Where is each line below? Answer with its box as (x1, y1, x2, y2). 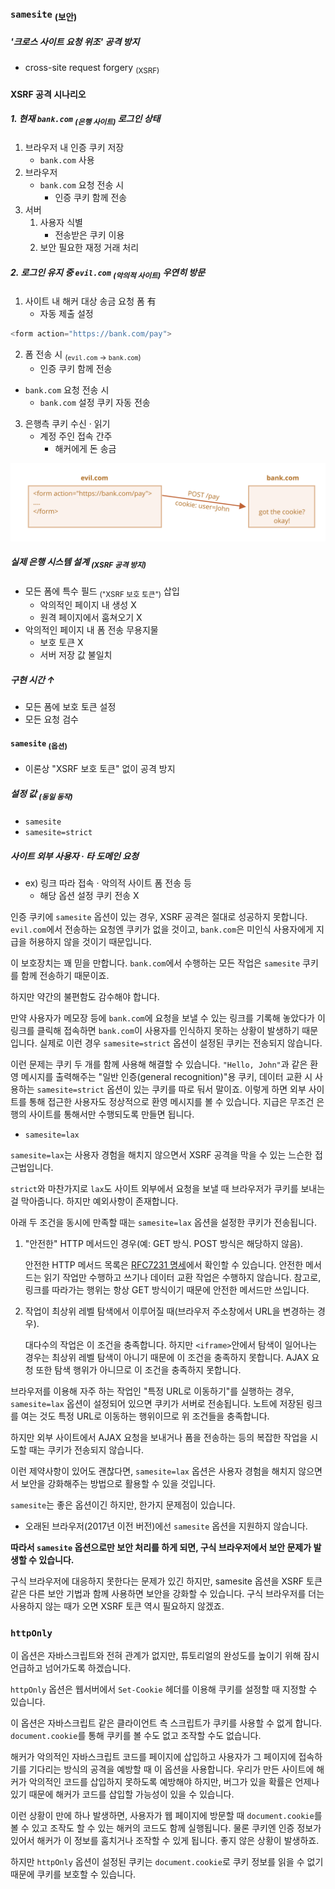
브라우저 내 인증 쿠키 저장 (24, 142, 125, 154)
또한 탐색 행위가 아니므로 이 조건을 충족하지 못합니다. (35, 1364, 242, 1376)
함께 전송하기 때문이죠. (20, 970, 110, 982)
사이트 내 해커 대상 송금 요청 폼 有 (24, 295, 157, 307)
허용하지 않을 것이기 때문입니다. (28, 936, 152, 948)
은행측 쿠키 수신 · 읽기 (24, 417, 111, 429)
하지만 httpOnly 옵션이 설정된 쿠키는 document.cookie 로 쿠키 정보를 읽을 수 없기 (10, 1856, 324, 1868)
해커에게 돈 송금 (54, 442, 117, 454)
